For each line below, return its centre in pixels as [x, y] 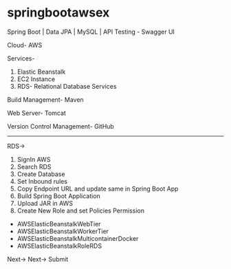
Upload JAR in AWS [45, 203]
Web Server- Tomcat [37, 113]
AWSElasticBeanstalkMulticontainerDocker [78, 238]
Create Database [41, 174]
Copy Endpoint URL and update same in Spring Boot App [98, 189]
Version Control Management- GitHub [61, 126]
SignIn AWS [34, 159]
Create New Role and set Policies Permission [80, 211]
